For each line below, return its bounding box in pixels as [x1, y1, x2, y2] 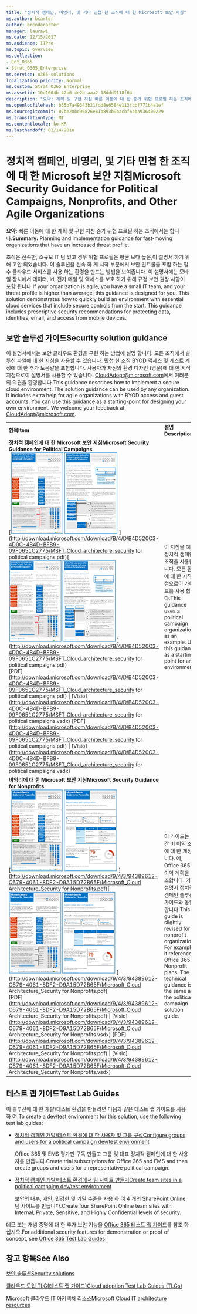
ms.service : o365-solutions [6, 71, 75, 77]
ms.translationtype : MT [6, 114, 64, 120]
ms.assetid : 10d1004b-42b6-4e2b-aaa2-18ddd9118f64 [6, 90, 133, 96]
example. [164, 639, 186, 646]
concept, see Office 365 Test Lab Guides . [6, 1235, 107, 1242]
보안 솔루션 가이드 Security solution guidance [6, 333, 168, 343]
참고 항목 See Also [6, 1253, 70, 1263]
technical [164, 975, 186, 982]
